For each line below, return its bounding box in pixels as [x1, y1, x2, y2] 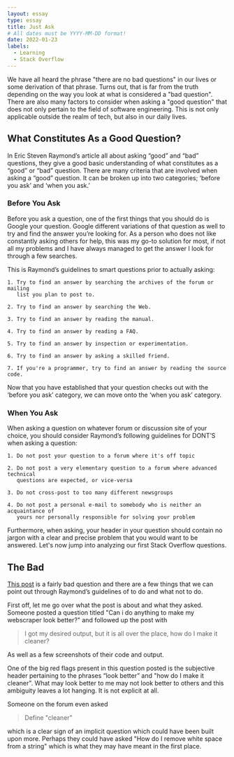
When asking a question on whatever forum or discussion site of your [7, 424, 207, 432]
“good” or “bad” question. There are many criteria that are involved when [7, 166, 218, 175]
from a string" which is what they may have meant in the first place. [7, 742, 202, 750]
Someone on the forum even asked [7, 700, 108, 708]
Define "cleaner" [24, 713, 73, 722]
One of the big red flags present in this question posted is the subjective [7, 664, 215, 672]
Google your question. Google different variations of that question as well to [7, 221, 226, 230]
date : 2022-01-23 [7, 36, 58, 43]
